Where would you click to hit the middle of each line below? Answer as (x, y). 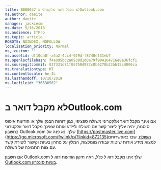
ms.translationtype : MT (29, 69)
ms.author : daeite (24, 14)
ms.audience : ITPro (25, 33)
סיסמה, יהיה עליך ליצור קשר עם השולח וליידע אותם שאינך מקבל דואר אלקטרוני (77, 126)
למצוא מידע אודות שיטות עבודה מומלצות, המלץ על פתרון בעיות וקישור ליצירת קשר (80, 142)
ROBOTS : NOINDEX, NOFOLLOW (33, 42)
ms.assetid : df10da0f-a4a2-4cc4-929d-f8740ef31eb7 (58, 55)
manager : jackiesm (24, 23)
